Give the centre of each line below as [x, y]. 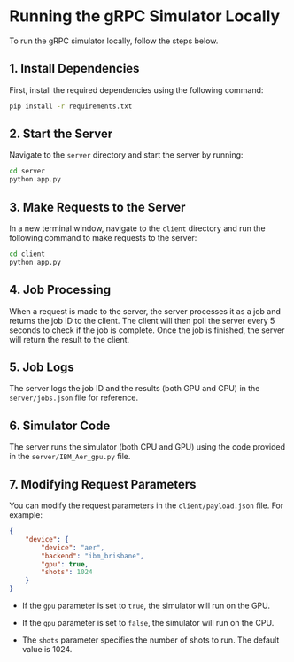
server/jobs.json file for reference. [74, 398]
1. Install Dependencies [74, 69]
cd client [27, 254]
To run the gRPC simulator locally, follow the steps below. [114, 41]
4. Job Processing [60, 290]
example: [26, 515]
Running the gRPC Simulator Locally [145, 16]
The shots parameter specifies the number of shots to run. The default [151, 640]
